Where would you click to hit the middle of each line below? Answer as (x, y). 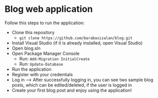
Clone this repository (33, 32)
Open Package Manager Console (46, 53)
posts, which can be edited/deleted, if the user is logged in (72, 85)
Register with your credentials (42, 74)
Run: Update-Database (41, 64)
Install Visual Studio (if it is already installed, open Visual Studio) (77, 43)
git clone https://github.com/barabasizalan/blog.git (76, 38)
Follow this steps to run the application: (45, 23)
